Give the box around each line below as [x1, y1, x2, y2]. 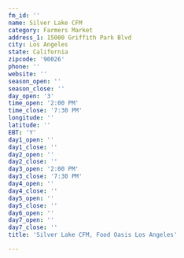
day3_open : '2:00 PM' [8, 165, 79, 173]
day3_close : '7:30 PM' [8, 172, 83, 181]
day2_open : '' [8, 150, 55, 158]
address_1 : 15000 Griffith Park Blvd [8, 33, 132, 42]
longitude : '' [8, 114, 55, 122]
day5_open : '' [8, 194, 55, 202]
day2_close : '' [8, 158, 58, 166]
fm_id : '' [8, 11, 41, 20]
